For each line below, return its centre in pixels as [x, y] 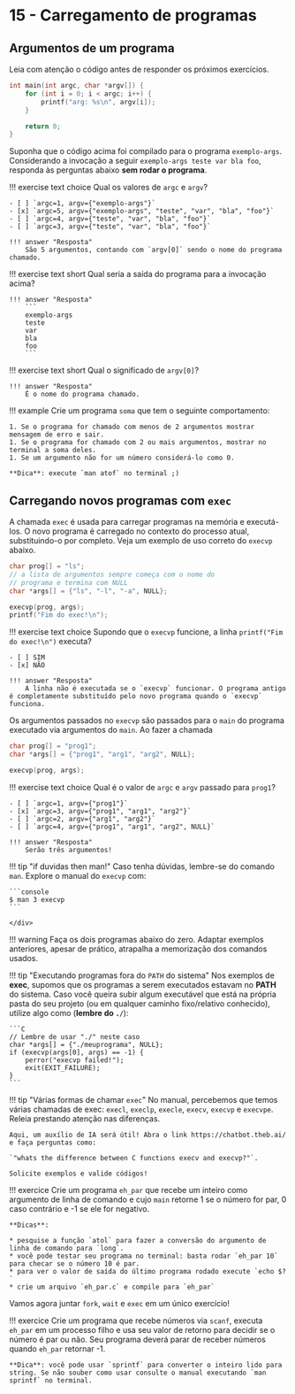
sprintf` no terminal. [51, 1380]
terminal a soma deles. [53, 451]
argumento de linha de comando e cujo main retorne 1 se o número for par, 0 [148, 1199]
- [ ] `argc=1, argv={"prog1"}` [68, 803]
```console [29, 892]
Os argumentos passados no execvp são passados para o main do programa [147, 720]
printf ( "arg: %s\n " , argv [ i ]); [98, 102]
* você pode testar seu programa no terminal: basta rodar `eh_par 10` [144, 1256]
